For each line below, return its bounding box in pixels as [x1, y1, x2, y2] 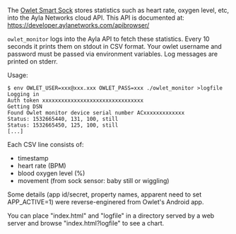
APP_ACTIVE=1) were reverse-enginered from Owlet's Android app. [7, 198, 204, 206]
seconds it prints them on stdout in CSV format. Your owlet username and [7, 42, 223, 50]
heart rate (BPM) [17, 162, 66, 170]
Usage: [7, 71, 28, 79]
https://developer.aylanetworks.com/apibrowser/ [7, 21, 150, 29]
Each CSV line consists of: [7, 141, 84, 148]
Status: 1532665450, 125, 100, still [7, 122, 119, 129]
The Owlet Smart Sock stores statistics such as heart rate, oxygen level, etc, [7, 6, 230, 14]
